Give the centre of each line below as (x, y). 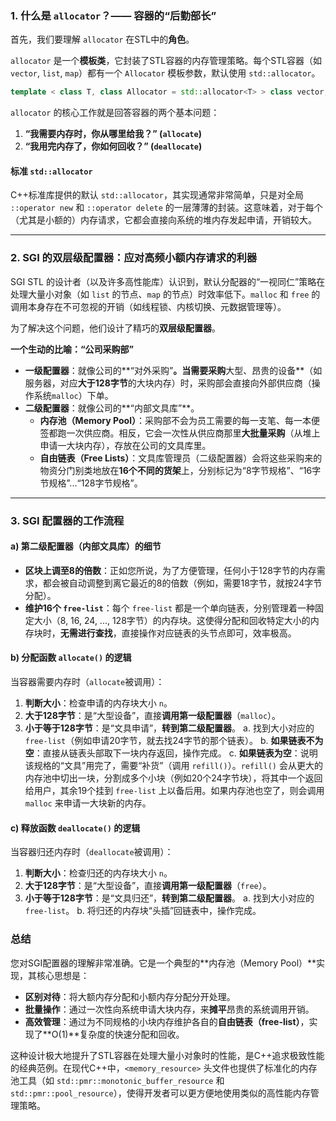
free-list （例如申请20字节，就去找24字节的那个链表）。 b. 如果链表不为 (174, 740)
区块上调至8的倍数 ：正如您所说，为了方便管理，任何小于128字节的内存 (170, 570)
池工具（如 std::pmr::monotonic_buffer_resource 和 (117, 1080)
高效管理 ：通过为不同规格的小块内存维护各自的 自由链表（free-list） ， (167, 1021)
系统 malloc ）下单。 (73, 395)
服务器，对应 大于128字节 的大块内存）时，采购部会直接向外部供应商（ (168, 383)
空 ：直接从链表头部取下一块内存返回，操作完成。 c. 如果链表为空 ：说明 (171, 753)
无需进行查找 (86, 633)
